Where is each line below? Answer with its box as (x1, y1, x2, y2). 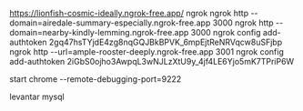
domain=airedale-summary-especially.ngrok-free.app (9, 17, 211, 28)
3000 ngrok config (190, 27, 261, 37)
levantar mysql (9, 91, 66, 102)
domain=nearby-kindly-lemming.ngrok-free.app (9, 27, 189, 37)
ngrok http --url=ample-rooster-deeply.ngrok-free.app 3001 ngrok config (9, 46, 285, 57)
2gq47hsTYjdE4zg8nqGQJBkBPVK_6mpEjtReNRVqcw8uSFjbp (48, 36, 283, 47)
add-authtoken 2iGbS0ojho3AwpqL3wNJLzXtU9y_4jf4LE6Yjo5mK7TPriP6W (9, 56, 295, 66)
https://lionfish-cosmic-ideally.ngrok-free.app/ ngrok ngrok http (9, 8, 248, 18)
